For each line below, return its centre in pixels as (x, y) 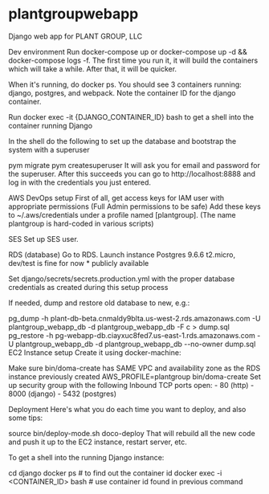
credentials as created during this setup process (88, 287)
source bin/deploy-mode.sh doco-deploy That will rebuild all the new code (132, 433)
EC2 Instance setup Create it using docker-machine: (95, 352)
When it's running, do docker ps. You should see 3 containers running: (125, 84)
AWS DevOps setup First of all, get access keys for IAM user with (116, 198)
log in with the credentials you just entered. (79, 182)
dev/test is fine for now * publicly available (79, 263)
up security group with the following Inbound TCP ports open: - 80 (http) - (131, 385)
